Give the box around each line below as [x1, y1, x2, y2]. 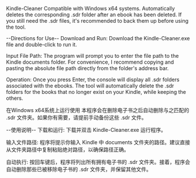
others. [6, 95, 23, 102]
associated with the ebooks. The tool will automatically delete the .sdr [6, 82, 174, 89]
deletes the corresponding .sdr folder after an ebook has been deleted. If [6, 11, 182, 18]
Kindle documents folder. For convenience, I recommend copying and [6, 58, 174, 65]
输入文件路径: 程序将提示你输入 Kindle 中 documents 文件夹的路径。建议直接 [6, 139, 190, 145]
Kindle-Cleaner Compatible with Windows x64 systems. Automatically [6, 5, 176, 12]
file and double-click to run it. [6, 41, 77, 48]
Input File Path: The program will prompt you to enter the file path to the [6, 53, 179, 59]
